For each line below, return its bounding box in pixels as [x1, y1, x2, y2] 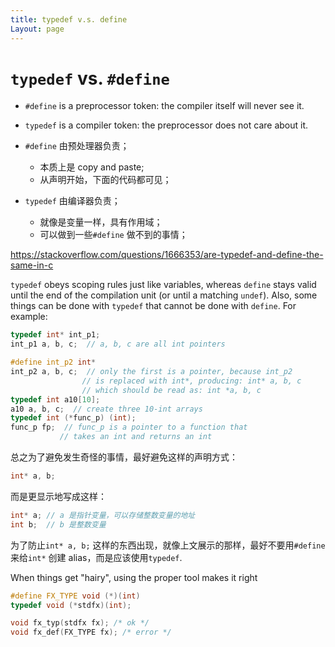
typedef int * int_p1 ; [10, 330, 101, 340]
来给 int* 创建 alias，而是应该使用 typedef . [10, 551, 183, 563]
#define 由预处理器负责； [24, 140, 130, 152]
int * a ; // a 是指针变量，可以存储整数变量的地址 [10, 510, 196, 520]
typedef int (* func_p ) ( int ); [10, 413, 137, 423]
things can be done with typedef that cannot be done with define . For [10, 300, 297, 312]
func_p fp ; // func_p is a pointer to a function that [10, 422, 248, 433]
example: [10, 311, 48, 323]
